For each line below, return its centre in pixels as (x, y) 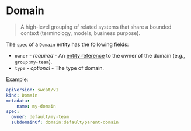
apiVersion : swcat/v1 (32, 90)
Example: (17, 79)
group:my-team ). (33, 62)
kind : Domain (22, 95)
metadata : (18, 101)
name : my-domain (37, 106)
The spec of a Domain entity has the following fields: (67, 44)
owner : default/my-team (40, 117)
